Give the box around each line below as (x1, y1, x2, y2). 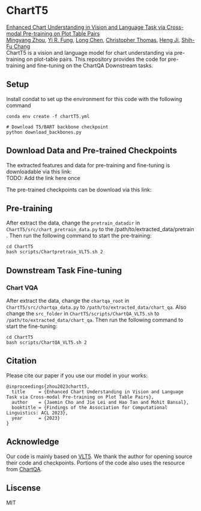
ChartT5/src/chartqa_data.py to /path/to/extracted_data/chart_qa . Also (6, 303, 187, 311)
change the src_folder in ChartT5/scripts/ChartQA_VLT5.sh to (6, 310, 160, 317)
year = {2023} (11, 415, 61, 421)
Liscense (6, 483, 41, 494)
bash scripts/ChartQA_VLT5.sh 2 (6, 339, 87, 346)
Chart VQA (6, 283, 38, 292)
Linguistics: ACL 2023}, (6, 410, 68, 416)
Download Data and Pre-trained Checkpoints (6, 146, 178, 156)
